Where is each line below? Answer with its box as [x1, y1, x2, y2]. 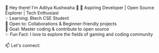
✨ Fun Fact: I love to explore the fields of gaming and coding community [5, 31, 153, 37]
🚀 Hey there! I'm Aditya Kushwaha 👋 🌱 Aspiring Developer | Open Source [5, 5, 155, 10]
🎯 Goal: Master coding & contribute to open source [5, 26, 109, 32]
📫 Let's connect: [5, 43, 41, 48]
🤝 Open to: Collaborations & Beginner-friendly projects [5, 21, 117, 27]
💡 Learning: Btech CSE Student [5, 15, 69, 21]
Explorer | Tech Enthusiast [5, 10, 59, 16]
